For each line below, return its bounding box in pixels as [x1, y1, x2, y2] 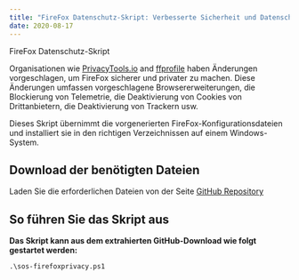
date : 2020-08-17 [9, 21, 74, 30]
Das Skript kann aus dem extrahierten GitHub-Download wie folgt [9, 236, 256, 246]
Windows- [230, 127, 268, 138]
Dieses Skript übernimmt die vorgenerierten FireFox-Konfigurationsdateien [9, 117, 283, 129]
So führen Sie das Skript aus [9, 212, 169, 227]
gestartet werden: [9, 245, 78, 256]
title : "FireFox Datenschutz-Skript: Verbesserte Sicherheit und [9, 12, 256, 22]
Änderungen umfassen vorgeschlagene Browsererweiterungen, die [9, 82, 256, 92]
